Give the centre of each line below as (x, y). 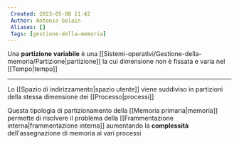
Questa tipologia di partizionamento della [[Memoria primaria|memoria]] (113, 111)
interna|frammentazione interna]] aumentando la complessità (98, 126)
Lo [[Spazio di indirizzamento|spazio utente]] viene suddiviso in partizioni (115, 89)
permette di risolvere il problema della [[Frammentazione (91, 118)
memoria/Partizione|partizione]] (54, 62)
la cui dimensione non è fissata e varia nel (164, 62)
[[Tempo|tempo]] (33, 69)
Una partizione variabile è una (53, 54)
